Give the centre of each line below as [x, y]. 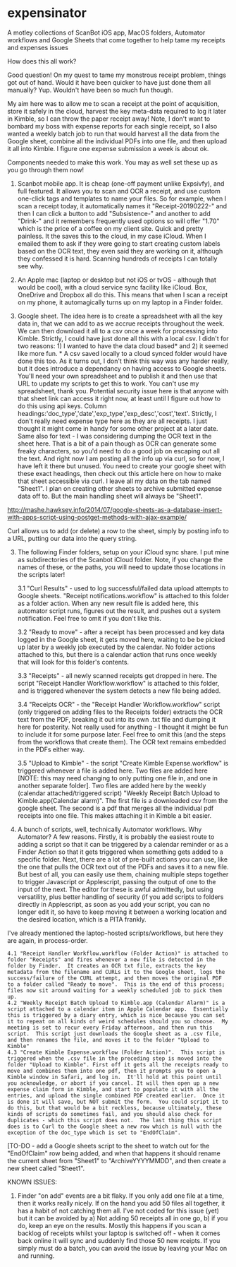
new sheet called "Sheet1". [46, 1168]
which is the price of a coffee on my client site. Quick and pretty [110, 228]
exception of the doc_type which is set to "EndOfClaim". [94, 1132]
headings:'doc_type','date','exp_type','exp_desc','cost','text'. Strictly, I [117, 413]
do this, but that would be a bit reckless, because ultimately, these [114, 1108]
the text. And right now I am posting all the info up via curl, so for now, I [121, 458]
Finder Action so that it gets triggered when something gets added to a [120, 852]
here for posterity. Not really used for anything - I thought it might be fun [123, 727]
